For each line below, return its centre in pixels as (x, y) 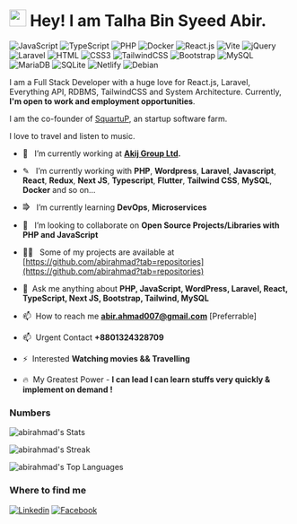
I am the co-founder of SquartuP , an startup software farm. (118, 118)
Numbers (30, 413)
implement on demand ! (67, 389)
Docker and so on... (59, 189)
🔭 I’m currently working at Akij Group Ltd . (101, 153)
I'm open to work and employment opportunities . (102, 101)
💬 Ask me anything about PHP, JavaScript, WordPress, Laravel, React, (155, 288)
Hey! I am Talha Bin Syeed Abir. (148, 21)
